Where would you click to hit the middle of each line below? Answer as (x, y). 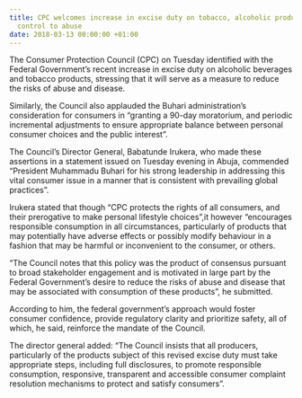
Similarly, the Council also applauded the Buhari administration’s (128, 106)
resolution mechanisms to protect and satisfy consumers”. (117, 384)
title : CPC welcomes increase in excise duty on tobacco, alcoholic (140, 18)
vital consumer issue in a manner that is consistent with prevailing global (144, 181)
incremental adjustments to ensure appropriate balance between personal (146, 125)
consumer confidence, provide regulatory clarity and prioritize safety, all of (148, 319)
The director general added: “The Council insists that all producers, (134, 346)
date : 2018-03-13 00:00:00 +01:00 (74, 34)
